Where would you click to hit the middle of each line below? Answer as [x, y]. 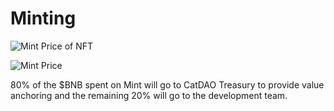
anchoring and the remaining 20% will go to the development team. [149, 95]
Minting [43, 18]
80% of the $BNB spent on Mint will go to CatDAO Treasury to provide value [167, 84]
